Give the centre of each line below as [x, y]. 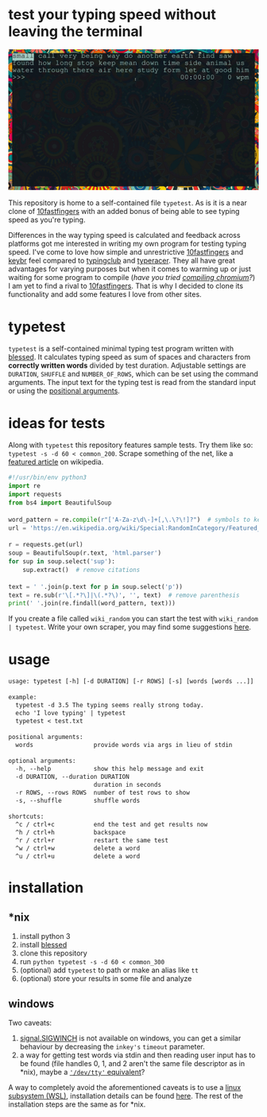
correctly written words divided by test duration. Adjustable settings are [127, 366]
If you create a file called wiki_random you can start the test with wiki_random [133, 619]
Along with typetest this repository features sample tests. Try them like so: [131, 445]
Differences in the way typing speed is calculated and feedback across [124, 235]
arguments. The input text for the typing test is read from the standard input [132, 383]
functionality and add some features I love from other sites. [105, 294]
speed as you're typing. [47, 220]
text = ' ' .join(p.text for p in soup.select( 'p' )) [95, 586]
